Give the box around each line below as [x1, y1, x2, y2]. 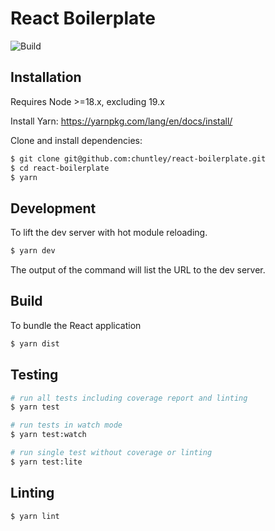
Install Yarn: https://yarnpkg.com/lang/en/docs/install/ [10, 115, 233, 127]
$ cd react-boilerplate [10, 163, 110, 173]
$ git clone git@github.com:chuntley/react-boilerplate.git [10, 153, 267, 164]
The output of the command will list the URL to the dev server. [10, 264, 266, 276]
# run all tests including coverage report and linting [10, 393, 248, 403]
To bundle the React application [10, 319, 142, 331]
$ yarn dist [10, 338, 60, 349]
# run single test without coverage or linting [10, 448, 213, 458]
